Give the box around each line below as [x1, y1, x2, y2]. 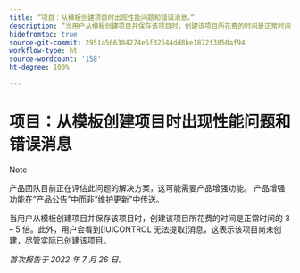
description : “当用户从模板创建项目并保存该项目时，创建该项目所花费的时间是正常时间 [9, 21, 292, 30]
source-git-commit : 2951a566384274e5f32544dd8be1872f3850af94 [9, 37, 246, 47]
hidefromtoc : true [9, 29, 78, 38]
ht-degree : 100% [9, 63, 70, 72]
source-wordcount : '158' [9, 54, 102, 63]
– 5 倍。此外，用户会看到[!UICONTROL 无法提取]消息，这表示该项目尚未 [9, 224, 274, 235]
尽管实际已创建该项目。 [24, 235, 112, 245]
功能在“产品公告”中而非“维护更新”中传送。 [9, 194, 164, 204]
